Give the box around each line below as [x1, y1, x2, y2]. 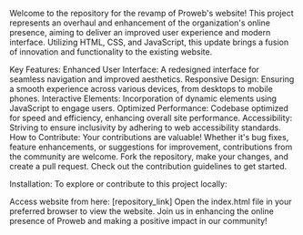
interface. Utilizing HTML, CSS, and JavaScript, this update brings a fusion [9, 36, 289, 47]
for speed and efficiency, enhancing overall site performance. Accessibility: [9, 113, 293, 123]
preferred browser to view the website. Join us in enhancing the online [9, 206, 275, 217]
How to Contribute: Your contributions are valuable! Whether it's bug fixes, [9, 132, 289, 142]
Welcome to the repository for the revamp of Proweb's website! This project [9, 8, 294, 18]
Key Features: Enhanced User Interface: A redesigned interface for [9, 64, 259, 75]
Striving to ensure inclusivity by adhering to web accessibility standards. [9, 122, 281, 133]
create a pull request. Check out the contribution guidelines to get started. [9, 161, 288, 171]
